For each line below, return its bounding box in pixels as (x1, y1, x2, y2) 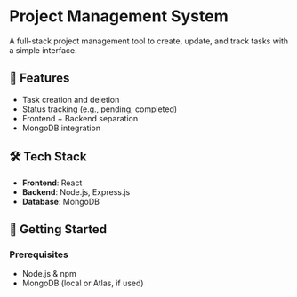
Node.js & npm (21, 269, 77, 279)
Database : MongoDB (21, 196, 100, 207)
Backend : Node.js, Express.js (21, 186, 131, 197)
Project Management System (9, 6, 229, 27)
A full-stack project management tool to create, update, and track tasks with (9, 35, 289, 46)
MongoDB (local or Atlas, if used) (21, 277, 144, 289)
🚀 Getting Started (9, 222, 108, 237)
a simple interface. (9, 44, 77, 55)
